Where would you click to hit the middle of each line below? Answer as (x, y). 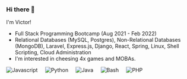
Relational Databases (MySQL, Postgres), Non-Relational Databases (98, 40)
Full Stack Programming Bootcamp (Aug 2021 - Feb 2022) (86, 34)
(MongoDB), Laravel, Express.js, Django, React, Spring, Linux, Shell (97, 46)
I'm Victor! (19, 22)
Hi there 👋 (21, 9)
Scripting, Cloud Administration (53, 52)
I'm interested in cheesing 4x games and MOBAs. (75, 59)
